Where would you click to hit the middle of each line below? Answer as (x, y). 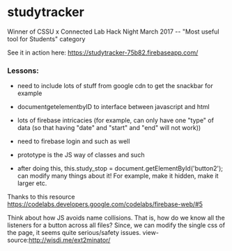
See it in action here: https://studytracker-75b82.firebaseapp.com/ (103, 52)
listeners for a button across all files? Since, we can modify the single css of (116, 225)
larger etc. (32, 183)
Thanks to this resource (41, 197)
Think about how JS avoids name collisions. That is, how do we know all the (116, 218)
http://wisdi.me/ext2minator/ (70, 240)
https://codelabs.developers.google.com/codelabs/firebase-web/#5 (105, 204)
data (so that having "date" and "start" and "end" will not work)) (109, 128)
